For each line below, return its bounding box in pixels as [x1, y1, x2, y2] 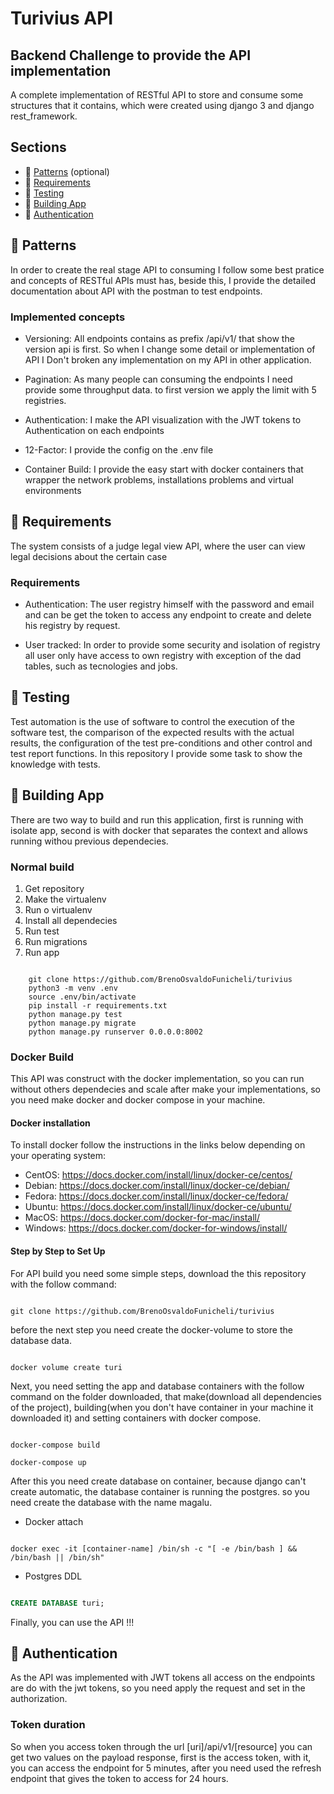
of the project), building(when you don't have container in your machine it [10, 1401, 314, 1413]
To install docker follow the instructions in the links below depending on [10, 1139, 306, 1151]
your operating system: [10, 1150, 107, 1162]
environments [24, 484, 82, 496]
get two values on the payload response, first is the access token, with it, [10, 1751, 312, 1763]
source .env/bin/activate [28, 992, 137, 1002]
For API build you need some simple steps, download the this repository [10, 1267, 307, 1279]
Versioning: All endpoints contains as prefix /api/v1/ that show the [24, 332, 295, 344]
